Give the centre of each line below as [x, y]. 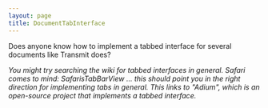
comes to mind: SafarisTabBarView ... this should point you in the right [124, 78]
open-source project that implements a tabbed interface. [102, 95]
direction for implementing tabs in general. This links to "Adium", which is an [134, 87]
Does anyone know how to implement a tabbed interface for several [120, 46]
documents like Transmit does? [60, 54]
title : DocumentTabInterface [57, 23]
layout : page [30, 16]
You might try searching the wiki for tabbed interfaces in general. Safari [127, 70]
